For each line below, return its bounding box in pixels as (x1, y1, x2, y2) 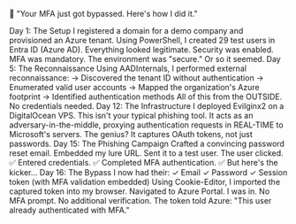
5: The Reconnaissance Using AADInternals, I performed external (9, 63, 247, 73)
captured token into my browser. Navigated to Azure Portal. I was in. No (9, 186, 270, 197)
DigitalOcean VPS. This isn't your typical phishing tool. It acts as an (9, 111, 254, 120)
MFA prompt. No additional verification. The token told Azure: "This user (9, 196, 272, 205)
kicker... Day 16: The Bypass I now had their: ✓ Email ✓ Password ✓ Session (9, 167, 288, 177)
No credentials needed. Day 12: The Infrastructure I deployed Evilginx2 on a (9, 101, 285, 111)
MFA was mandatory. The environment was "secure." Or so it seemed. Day (9, 54, 281, 64)
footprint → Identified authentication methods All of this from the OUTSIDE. (9, 91, 283, 102)
